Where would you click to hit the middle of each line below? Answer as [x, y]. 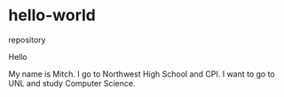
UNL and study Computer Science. [72, 83]
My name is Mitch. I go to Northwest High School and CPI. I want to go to [142, 74]
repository [27, 40]
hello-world [52, 15]
